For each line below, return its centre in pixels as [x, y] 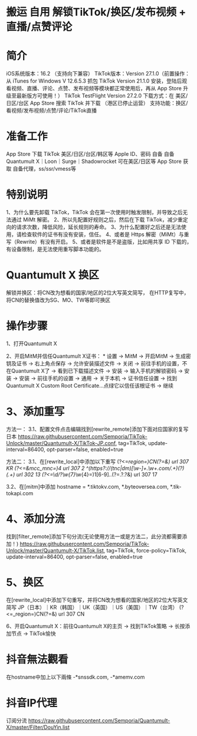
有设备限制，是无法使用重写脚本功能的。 [55, 249]
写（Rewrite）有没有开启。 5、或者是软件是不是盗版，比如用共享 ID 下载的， [99, 242]
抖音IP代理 [32, 703]
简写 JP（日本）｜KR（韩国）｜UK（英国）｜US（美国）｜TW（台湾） [92, 607]
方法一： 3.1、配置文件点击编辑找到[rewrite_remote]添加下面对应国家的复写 [97, 429]
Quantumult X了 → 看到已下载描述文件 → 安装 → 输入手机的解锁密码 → [97, 371]
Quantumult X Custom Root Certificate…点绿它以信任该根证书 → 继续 [90, 385]
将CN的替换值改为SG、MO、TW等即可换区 [58, 300]
